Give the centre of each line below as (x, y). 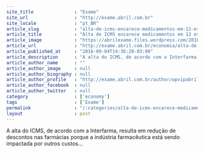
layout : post (49, 114)
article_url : (42, 46)
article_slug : (42, 29)
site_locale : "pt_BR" (53, 23)
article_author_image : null (49, 68)
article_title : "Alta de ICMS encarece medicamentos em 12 (99, 35)
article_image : (42, 40)
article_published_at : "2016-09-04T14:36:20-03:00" (80, 52)
